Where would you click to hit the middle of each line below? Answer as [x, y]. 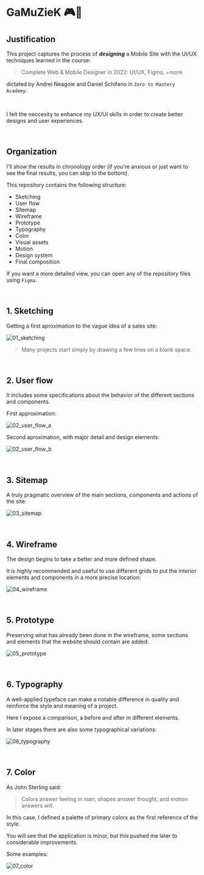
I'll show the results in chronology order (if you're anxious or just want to [97, 166]
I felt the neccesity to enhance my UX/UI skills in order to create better [95, 114]
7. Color [21, 773]
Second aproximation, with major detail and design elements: [83, 437]
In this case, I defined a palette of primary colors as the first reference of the [102, 817]
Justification [31, 39]
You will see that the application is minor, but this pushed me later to [92, 835]
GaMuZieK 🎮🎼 [44, 13]
